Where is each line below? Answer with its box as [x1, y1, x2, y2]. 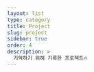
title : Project [7, 23, 51, 29]
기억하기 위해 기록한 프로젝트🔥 [13, 55, 88, 62]
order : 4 [7, 42, 32, 49]
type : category [7, 16, 51, 23]
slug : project [7, 29, 48, 36]
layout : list [7, 10, 45, 17]
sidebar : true [7, 36, 48, 43]
